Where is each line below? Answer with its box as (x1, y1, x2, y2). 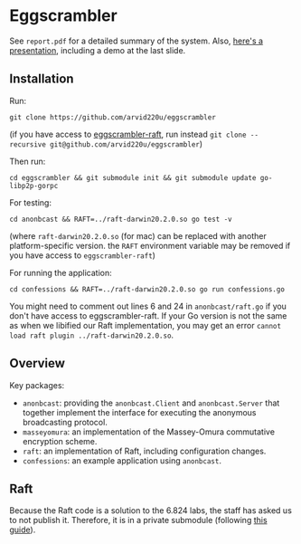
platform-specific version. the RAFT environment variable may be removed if (9, 240, 291, 251)
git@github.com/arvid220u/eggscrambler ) (49, 138, 203, 149)
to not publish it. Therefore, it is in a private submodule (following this (9, 515, 268, 526)
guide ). (9, 524, 36, 535)
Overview (9, 356, 66, 371)
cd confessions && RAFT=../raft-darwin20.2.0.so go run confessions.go (9, 284, 285, 294)
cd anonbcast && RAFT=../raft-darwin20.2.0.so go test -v (9, 215, 232, 224)
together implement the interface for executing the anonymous (22, 406, 257, 417)
